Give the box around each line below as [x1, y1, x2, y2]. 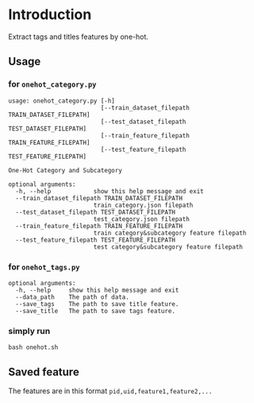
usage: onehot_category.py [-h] [8, 97, 115, 105]
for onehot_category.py [8, 79, 97, 90]
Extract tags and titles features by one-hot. [8, 32, 149, 41]
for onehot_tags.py [8, 261, 80, 272]
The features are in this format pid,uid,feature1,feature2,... [8, 386, 213, 396]
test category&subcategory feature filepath [93, 242, 244, 251]
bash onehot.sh [8, 343, 59, 351]
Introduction [8, 6, 92, 24]
